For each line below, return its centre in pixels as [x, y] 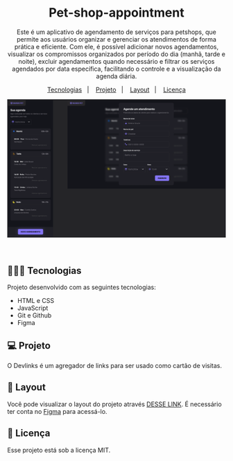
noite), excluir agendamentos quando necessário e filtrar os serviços [116, 61]
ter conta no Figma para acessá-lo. [57, 411]
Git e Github [34, 315]
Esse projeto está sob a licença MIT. [59, 450]
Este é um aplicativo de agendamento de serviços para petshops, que [116, 32]
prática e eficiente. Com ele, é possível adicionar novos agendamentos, [116, 46]
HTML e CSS [36, 301]
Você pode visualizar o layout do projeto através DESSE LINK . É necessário [114, 404]
